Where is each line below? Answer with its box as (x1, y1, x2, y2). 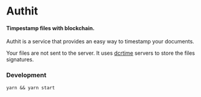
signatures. (6, 56, 34, 63)
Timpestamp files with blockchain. (6, 24, 95, 31)
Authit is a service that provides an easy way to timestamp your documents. (6, 38, 194, 45)
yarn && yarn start (6, 84, 55, 91)
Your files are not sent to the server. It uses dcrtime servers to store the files (6, 49, 196, 57)
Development (6, 71, 47, 80)
